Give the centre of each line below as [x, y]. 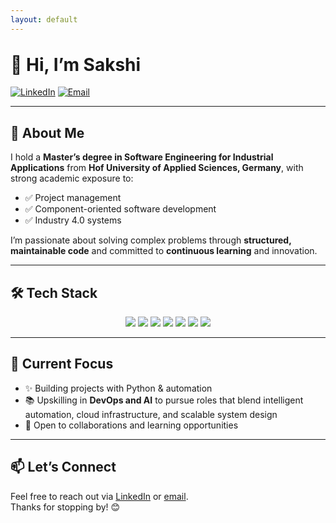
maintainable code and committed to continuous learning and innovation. [164, 251]
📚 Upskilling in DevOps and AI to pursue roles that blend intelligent [164, 400]
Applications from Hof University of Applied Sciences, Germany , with [157, 168]
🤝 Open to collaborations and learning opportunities [131, 425]
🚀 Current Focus [62, 364]
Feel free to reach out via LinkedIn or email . [99, 496]
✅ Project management [73, 198]
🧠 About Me [47, 132]
